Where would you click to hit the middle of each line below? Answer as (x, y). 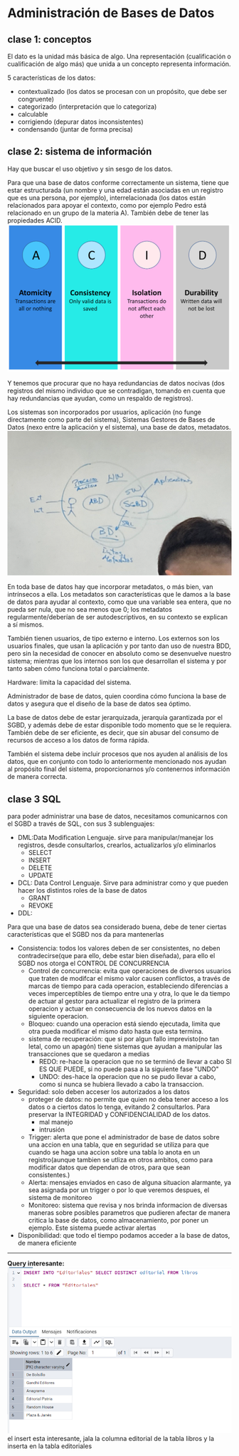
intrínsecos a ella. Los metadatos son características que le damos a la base (119, 595)
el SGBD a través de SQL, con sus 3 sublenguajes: (81, 824)
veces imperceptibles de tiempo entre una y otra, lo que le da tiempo (129, 994)
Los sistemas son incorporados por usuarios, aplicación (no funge (104, 412)
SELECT (40, 853)
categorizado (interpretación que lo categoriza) (87, 107)
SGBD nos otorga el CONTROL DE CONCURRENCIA (93, 963)
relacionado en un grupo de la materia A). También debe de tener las (108, 213)
